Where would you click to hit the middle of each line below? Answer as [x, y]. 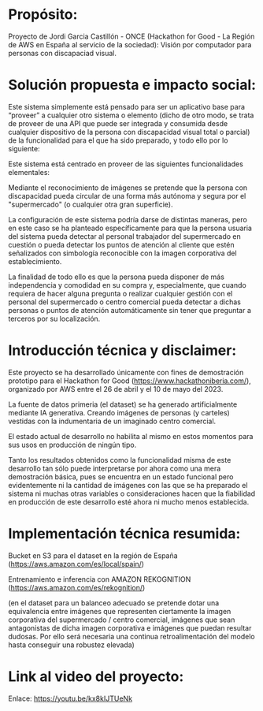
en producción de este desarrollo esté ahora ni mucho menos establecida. [129, 501]
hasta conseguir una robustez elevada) [72, 645]
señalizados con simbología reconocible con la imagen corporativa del [123, 253]
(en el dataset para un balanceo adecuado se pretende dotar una [114, 603]
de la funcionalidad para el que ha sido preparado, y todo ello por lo [118, 140]
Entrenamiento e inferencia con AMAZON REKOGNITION [100, 579]
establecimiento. [35, 261]
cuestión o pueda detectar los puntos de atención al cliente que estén [121, 244]
